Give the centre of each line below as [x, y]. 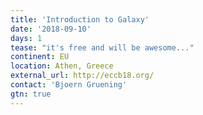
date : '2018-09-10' [51, 29]
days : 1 [26, 38]
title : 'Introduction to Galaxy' [80, 19]
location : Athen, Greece [62, 66]
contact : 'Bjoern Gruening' [69, 85]
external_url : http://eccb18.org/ [82, 76]
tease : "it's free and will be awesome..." [102, 47]
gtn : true [31, 94]
